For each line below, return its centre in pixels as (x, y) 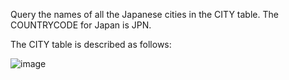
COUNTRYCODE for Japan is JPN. (81, 25)
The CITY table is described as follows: (91, 44)
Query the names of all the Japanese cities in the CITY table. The (144, 14)
